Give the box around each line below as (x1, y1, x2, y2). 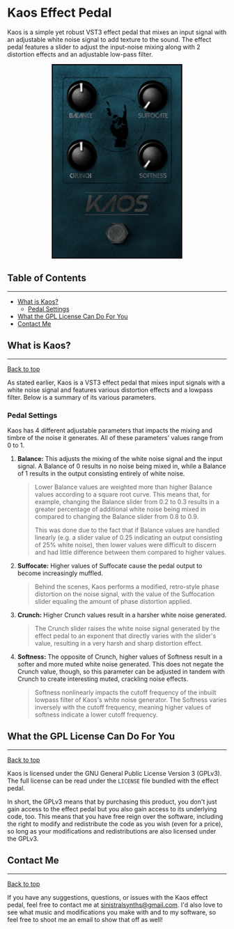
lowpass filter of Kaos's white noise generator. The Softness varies (34, 695, 227, 704)
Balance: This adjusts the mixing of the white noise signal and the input (17, 454, 223, 462)
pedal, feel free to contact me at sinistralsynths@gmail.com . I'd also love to (7, 900, 223, 909)
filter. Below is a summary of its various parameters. (7, 393, 157, 401)
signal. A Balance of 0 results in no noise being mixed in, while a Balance (17, 462, 226, 470)
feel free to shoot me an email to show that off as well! (7, 915, 163, 923)
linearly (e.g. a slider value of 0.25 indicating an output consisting (34, 533, 223, 541)
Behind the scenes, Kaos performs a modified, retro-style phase (34, 582, 219, 591)
